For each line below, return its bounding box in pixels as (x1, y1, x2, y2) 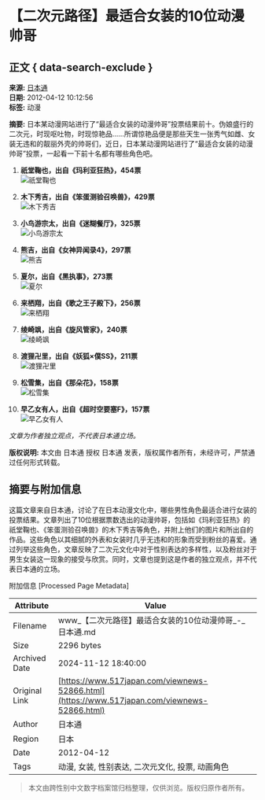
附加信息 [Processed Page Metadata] (9, 581, 129, 590)
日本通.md (58, 626, 97, 637)
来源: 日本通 (9, 83, 48, 92)
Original (13, 685, 42, 696)
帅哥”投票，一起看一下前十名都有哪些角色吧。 (9, 149, 157, 158)
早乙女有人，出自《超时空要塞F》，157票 (20, 404, 150, 414)
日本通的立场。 (15, 564, 64, 573)
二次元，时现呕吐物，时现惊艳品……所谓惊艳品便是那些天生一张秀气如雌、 (9, 129, 248, 138)
